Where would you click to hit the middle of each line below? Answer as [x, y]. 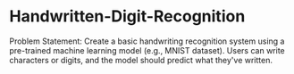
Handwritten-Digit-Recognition [127, 16]
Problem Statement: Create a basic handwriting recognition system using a [147, 41]
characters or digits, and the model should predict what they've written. [141, 60]
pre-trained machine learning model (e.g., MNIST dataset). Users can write [147, 50]
